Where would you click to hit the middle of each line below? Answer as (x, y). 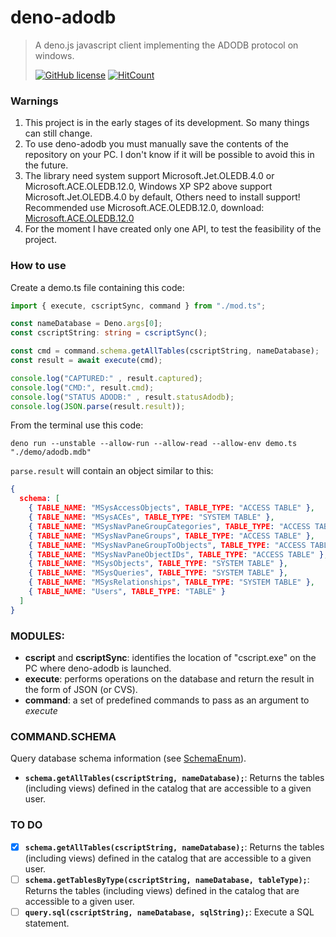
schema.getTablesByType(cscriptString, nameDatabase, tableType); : (167, 879)
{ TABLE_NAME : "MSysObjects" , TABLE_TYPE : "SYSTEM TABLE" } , (158, 564)
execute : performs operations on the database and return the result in (169, 678)
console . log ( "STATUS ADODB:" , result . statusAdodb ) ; (122, 397)
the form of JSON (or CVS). (81, 689)
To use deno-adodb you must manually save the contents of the (156, 144)
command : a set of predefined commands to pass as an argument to (167, 700)
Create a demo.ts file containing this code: (97, 287)
